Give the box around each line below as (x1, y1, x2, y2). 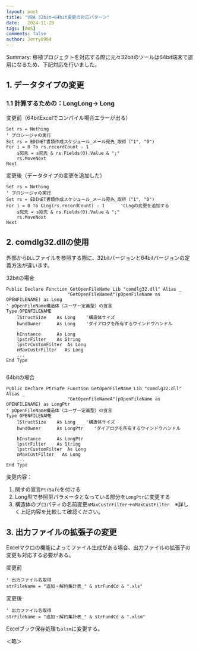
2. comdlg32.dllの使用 (6, 237, 89, 247)
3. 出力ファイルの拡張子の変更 (6, 527, 117, 537)
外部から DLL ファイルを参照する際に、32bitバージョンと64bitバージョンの (6, 254, 185, 261)
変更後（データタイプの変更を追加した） (6, 172, 105, 179)
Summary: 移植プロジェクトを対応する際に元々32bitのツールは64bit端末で (6, 54, 188, 60)
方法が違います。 (11, 262, 53, 269)
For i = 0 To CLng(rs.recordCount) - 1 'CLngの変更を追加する (6, 203, 169, 209)
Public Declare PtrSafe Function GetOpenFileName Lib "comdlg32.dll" (6, 385, 182, 391)
